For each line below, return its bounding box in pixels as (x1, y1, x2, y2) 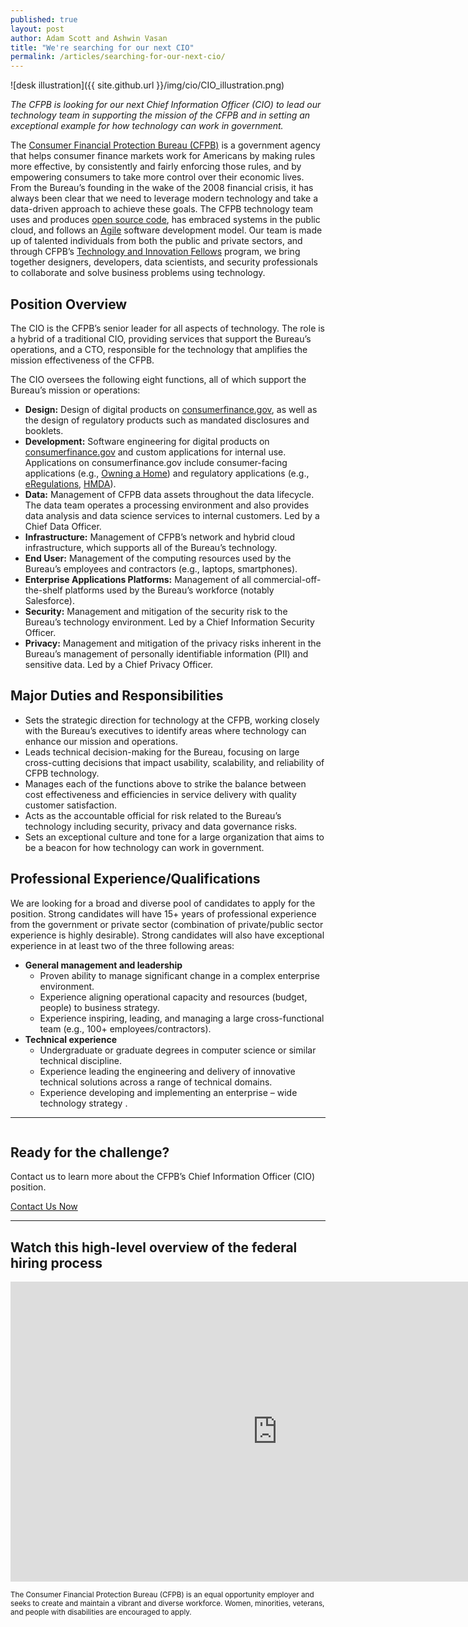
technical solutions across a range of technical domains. (39, 1076, 273, 1088)
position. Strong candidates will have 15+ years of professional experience (10, 907, 317, 920)
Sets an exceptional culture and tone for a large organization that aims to (24, 831, 325, 843)
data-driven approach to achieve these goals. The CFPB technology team (10, 203, 314, 215)
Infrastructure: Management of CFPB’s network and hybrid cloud (24, 531, 296, 543)
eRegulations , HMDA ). (24, 477, 117, 490)
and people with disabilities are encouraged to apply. (10, 1607, 192, 1618)
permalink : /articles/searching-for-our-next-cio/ (10, 52, 226, 62)
